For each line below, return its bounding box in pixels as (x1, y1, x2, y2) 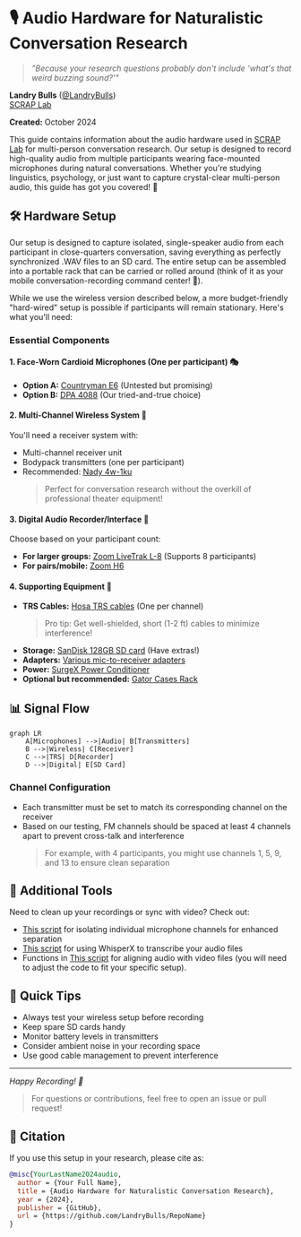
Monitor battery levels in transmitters (21, 1031, 159, 1042)
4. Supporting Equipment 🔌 (9, 581, 112, 592)
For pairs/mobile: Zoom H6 (21, 560, 125, 571)
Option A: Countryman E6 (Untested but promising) (21, 379, 213, 391)
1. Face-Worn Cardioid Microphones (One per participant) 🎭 (9, 357, 239, 368)
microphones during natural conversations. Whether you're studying (9, 162, 262, 173)
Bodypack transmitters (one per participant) (21, 457, 185, 468)
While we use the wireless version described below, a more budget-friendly (9, 292, 288, 303)
